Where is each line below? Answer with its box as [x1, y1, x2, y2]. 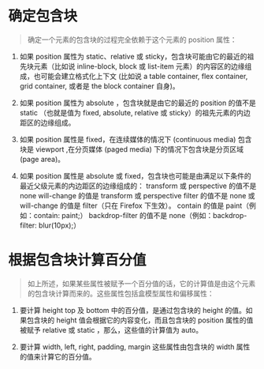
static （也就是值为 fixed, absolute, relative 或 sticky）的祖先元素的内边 [19, 107, 251, 117]
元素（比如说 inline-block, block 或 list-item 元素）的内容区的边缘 [33, 61, 246, 71]
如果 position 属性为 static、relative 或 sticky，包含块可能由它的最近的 [19, 51, 247, 61]
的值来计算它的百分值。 [19, 352, 96, 361]
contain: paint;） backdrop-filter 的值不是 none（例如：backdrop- [33, 210, 247, 220]
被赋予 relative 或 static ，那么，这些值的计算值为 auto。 [19, 325, 203, 334]
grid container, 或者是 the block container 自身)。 [19, 81, 180, 91]
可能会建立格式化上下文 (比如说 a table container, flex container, [40, 71, 248, 81]
